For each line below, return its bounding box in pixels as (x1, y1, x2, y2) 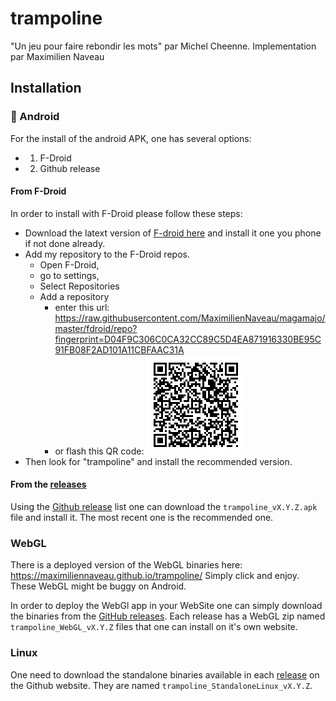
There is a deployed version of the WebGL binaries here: (10, 559, 243, 571)
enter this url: (54, 301, 110, 313)
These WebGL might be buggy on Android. (10, 580, 187, 592)
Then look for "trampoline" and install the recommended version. (24, 455, 293, 467)
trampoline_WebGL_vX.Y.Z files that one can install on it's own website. (10, 621, 298, 633)
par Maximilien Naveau (10, 50, 105, 62)
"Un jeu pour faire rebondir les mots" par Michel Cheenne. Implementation (10, 40, 317, 52)
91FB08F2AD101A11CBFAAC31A (54, 343, 185, 356)
